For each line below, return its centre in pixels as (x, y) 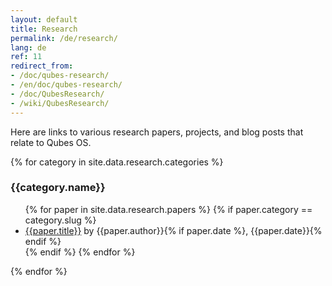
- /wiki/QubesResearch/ (60, 103)
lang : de (28, 47)
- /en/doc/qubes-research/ (66, 85)
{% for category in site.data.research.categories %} (117, 162)
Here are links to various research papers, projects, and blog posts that (157, 132)
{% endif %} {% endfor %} (80, 252)
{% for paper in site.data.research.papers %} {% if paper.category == (168, 209)
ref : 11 (26, 57)
